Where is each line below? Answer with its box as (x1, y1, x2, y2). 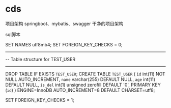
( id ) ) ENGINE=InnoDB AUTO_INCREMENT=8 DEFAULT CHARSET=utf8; (5, 87, 155, 93)
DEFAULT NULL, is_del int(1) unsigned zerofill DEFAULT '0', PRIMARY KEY (5, 82, 161, 88)
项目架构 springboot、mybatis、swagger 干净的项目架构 (5, 20, 124, 26)
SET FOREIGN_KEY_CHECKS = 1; (5, 97, 75, 103)
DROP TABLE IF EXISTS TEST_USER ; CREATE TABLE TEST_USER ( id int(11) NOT (5, 71, 165, 77)
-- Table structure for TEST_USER (5, 56, 75, 62)
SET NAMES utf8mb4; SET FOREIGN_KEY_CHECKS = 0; (5, 41, 123, 47)
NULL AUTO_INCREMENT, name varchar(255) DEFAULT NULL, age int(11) (5, 76, 156, 82)
